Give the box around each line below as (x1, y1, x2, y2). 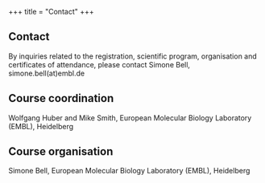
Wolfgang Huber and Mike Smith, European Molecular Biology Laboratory (8, 112, 252, 123)
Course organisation (8, 144, 114, 159)
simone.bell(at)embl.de (8, 68, 85, 78)
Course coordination (8, 91, 114, 105)
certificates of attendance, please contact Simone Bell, (8, 59, 191, 69)
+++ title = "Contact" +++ (8, 7, 94, 16)
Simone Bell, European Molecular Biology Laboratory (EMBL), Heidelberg (8, 166, 251, 176)
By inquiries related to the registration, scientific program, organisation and (8, 51, 258, 61)
